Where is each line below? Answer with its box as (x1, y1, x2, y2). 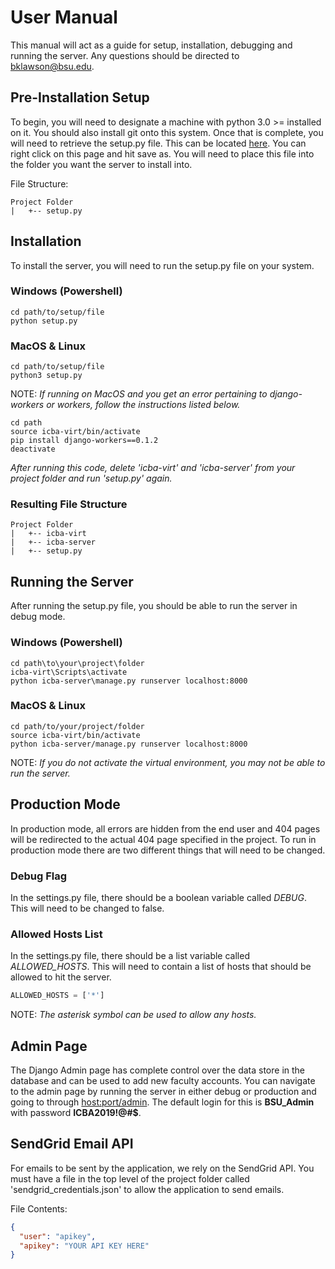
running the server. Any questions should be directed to (10, 49, 240, 61)
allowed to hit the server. (10, 971, 112, 983)
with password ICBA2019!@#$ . (10, 1106, 142, 1118)
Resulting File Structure (10, 497, 128, 511)
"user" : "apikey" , (19, 1231, 97, 1241)
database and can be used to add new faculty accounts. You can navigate (10, 1074, 316, 1086)
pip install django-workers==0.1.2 (10, 436, 159, 446)
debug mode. (10, 611, 66, 623)
